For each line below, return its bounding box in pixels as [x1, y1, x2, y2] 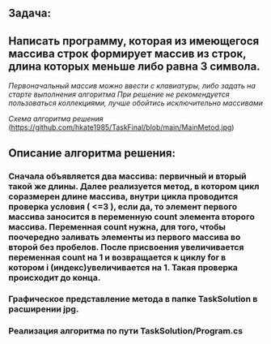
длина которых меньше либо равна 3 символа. [8, 59, 260, 73]
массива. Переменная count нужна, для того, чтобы [8, 221, 227, 232]
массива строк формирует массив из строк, [8, 46, 247, 60]
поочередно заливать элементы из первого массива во [8, 231, 241, 243]
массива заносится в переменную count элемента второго [8, 211, 255, 222]
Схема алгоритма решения [8, 114, 104, 124]
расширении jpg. [8, 303, 79, 315]
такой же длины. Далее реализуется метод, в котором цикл [8, 180, 260, 191]
